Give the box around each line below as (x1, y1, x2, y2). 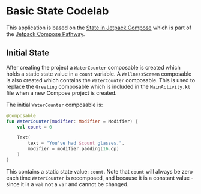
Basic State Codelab (6, 4, 109, 18)
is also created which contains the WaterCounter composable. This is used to (6, 76, 196, 83)
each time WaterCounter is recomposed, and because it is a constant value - (6, 174, 194, 181)
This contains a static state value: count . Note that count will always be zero (6, 168, 193, 175)
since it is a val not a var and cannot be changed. (6, 180, 129, 187)
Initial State (6, 48, 50, 58)
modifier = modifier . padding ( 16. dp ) (28, 146, 119, 152)
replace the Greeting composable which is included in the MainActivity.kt (6, 83, 191, 90)
